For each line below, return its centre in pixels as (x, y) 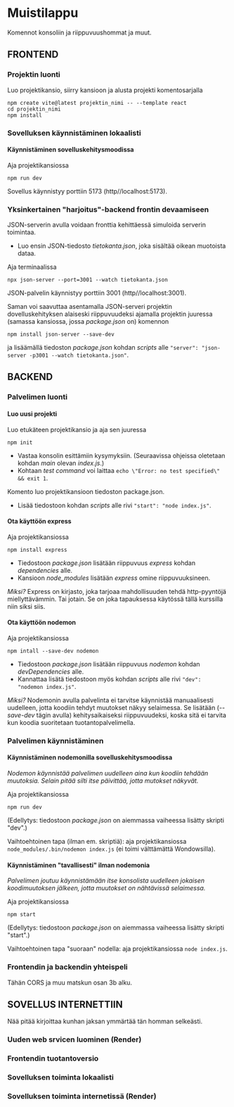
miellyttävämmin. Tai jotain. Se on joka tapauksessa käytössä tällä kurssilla (115, 599)
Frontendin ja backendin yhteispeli (67, 967)
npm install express (38, 550)
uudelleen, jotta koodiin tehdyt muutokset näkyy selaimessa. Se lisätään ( (113, 707)
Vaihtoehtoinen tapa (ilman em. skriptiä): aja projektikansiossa (97, 842)
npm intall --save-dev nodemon (53, 651)
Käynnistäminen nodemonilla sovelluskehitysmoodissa (90, 757)
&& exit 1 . (33, 478)
